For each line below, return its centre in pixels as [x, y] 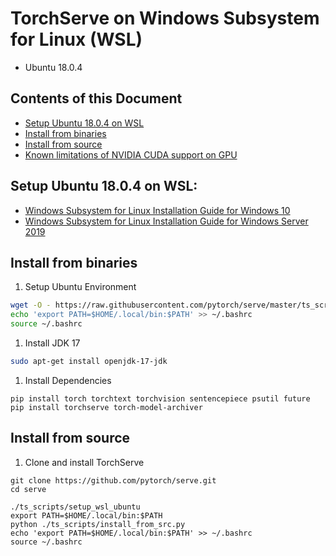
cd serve [28, 489]
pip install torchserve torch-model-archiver [106, 407]
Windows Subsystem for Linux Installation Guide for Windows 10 [157, 210]
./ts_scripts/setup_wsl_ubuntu [75, 507]
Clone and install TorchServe [84, 462]
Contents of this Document [96, 98]
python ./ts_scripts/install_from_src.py [98, 524]
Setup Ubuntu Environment [80, 287]
